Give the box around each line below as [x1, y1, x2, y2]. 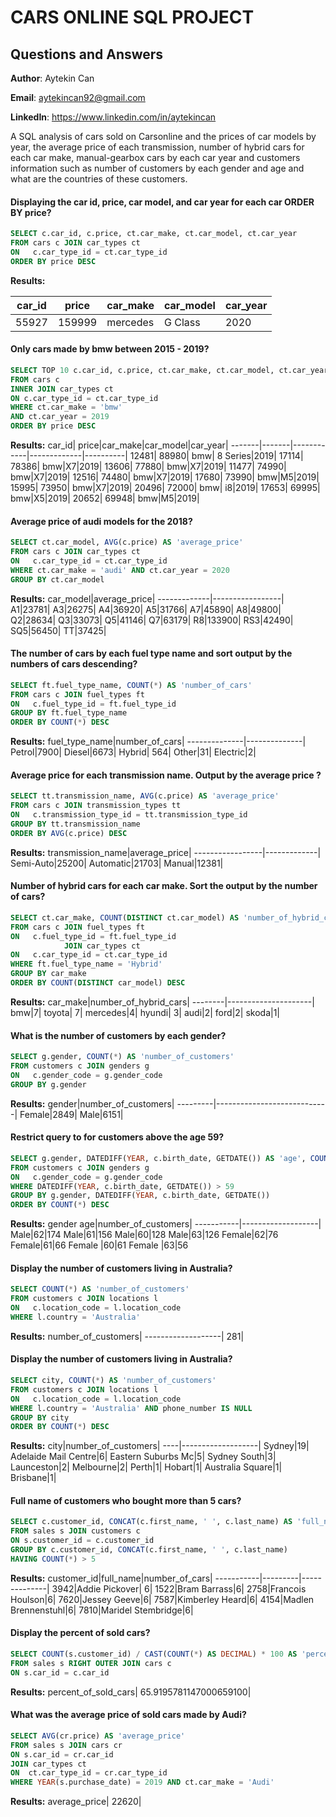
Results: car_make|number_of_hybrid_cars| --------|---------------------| [10, 996, 315, 1008]
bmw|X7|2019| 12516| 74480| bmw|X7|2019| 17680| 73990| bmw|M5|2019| [10, 471, 320, 483]
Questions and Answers [10, 46, 164, 63]
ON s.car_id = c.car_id [10, 1667, 110, 1678]
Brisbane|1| [10, 1472, 57, 1484]
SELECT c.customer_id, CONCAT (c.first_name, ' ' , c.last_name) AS [10, 1517, 293, 1527]
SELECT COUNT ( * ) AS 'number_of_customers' [10, 1284, 190, 1295]
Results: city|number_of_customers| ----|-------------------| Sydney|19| [10, 1440, 310, 1452]
